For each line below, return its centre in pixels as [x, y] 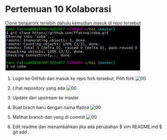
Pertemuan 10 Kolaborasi [58, 9]
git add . [21, 132]
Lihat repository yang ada [39, 88]
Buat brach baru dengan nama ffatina [51, 107]
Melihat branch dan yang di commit [49, 117]
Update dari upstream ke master [46, 98]
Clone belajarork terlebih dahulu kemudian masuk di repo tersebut [73, 23]
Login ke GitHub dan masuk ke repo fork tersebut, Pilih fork [73, 78]
